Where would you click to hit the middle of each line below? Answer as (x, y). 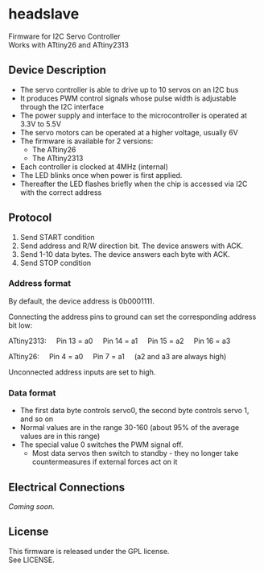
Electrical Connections (67, 487)
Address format (40, 283)
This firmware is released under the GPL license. (89, 551)
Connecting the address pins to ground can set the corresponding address (132, 317)
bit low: (21, 325)
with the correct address (61, 192)
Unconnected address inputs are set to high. (82, 372)
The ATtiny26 (54, 149)
